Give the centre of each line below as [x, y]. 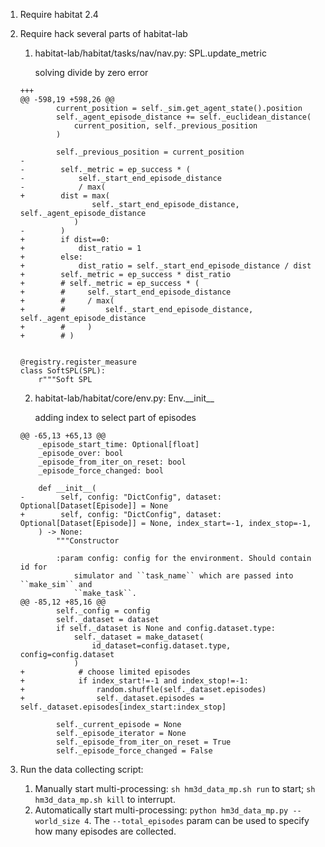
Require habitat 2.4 [59, 14]
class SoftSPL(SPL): [62, 371]
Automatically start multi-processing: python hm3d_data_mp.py [161, 810]
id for [33, 567]
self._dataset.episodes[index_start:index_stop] [123, 707]
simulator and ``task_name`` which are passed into [183, 576]
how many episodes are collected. [105, 831]
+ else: [51, 257]
